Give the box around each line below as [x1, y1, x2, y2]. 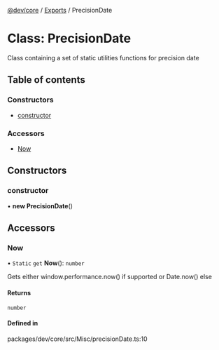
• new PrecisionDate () [7, 201, 73, 210]
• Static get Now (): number [7, 259, 85, 267]
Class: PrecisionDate [7, 31, 132, 46]
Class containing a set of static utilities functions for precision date [7, 53, 199, 62]
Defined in [7, 319, 38, 328]
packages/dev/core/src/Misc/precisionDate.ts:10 [7, 335, 148, 343]
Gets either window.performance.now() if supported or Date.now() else [7, 273, 212, 281]
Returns [7, 288, 31, 297]
